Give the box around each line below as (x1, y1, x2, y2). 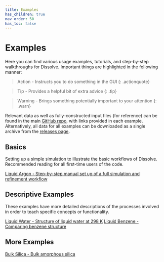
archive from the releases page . (5, 129, 70, 134)
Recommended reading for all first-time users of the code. (5, 161, 123, 167)
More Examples (5, 238, 54, 246)
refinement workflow (5, 176, 48, 182)
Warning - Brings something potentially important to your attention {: (17, 98, 157, 104)
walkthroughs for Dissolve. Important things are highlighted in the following (5, 64, 158, 70)
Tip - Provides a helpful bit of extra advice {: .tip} (17, 88, 117, 94)
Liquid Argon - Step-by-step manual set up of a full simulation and (5, 171, 140, 176)
